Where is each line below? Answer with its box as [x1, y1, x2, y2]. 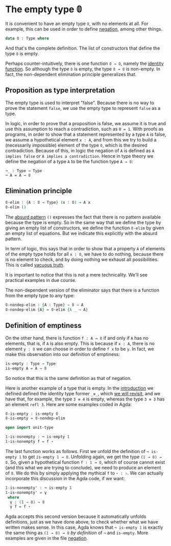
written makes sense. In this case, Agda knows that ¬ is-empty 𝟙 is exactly [5, 525, 163, 531]
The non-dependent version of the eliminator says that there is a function [5, 287, 160, 293]
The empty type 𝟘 [5, 4, 83, 15]
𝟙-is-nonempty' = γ [5, 490, 47, 495]
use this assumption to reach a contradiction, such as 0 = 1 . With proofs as [5, 126, 164, 132]
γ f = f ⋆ [10, 504, 31, 509]
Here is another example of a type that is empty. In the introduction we [5, 385, 154, 391]
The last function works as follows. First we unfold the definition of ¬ [5, 448, 150, 454]
